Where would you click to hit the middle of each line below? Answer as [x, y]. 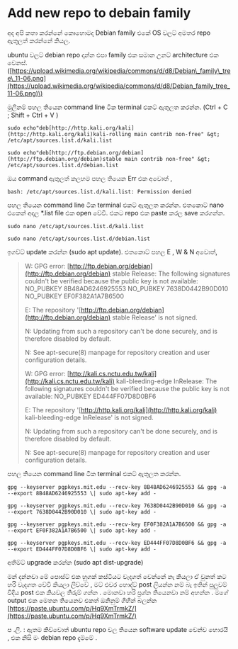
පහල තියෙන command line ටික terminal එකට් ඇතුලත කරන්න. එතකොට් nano [116, 205]
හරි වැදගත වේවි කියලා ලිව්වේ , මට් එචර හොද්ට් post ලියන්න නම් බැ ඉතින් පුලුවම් [118, 584]
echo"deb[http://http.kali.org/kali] [79, 128]
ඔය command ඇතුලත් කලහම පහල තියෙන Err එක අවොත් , [90, 178]
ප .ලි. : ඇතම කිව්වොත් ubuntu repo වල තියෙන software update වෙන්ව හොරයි [118, 629]
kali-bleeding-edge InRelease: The [166, 381]
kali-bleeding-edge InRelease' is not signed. [89, 417]
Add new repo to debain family [99, 13]
